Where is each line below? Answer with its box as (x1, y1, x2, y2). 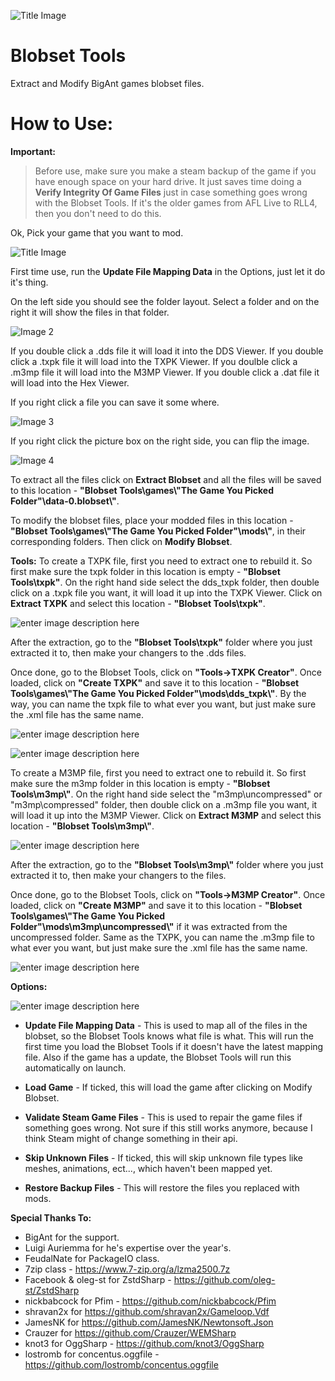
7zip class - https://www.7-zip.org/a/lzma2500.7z (24, 1263, 231, 1275)
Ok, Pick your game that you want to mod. (10, 226, 184, 239)
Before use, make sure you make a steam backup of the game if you (34, 165, 317, 177)
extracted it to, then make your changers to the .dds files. (10, 646, 247, 659)
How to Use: (10, 113, 114, 135)
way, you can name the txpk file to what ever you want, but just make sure (10, 698, 317, 710)
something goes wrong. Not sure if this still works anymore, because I (24, 1121, 313, 1134)
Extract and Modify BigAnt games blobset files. (10, 77, 205, 89)
